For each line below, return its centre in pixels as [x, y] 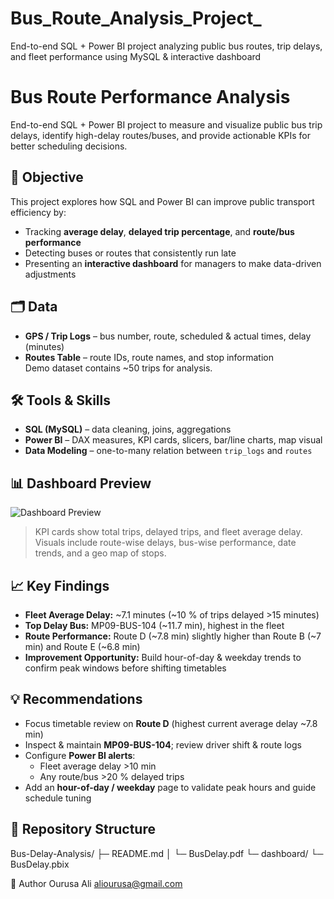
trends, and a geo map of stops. [100, 553]
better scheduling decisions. [69, 146]
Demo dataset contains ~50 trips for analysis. [118, 368]
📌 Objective [47, 177]
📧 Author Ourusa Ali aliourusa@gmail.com [96, 883]
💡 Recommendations [76, 699]
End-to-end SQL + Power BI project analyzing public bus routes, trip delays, [166, 46]
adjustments [50, 274]
